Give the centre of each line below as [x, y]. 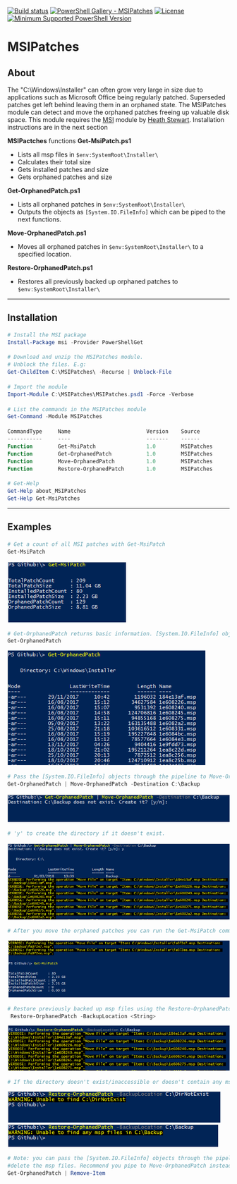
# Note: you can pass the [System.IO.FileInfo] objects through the [110, 1159]
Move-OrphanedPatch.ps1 [47, 233]
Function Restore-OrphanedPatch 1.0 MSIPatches [110, 469]
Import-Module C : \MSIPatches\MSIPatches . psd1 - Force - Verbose [101, 394]
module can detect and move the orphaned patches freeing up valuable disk [118, 112]
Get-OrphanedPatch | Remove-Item [56, 1173]
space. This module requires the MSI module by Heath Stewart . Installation [116, 120]
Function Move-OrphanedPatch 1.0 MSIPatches [110, 461]
